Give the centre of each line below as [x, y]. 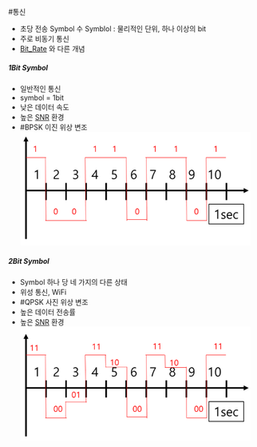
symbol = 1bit [42, 98]
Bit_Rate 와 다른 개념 [52, 49]
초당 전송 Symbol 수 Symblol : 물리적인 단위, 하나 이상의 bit [113, 29]
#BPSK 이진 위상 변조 [53, 127]
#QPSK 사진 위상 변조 [54, 301]
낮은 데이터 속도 [44, 107]
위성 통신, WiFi [43, 292]
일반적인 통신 [40, 88]
